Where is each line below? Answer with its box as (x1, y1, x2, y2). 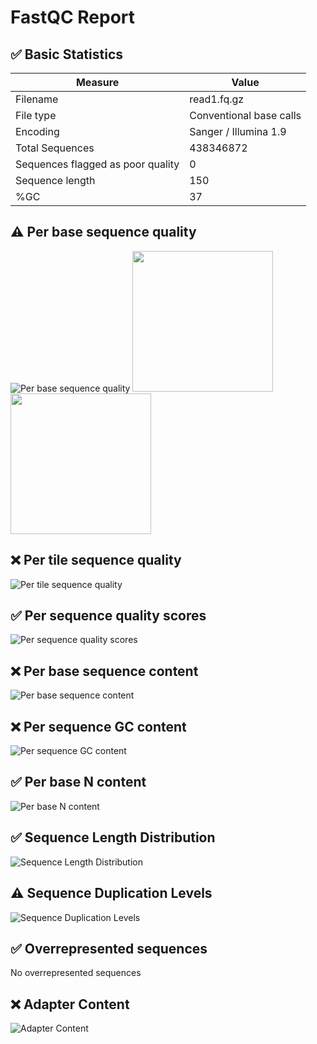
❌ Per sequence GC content (10, 718, 187, 735)
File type (15, 109, 57, 122)
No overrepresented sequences (10, 967, 142, 979)
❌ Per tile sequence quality (10, 552, 182, 569)
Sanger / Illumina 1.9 (189, 125, 287, 138)
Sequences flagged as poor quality (15, 157, 180, 171)
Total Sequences (15, 141, 95, 155)
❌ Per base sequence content (10, 662, 199, 680)
